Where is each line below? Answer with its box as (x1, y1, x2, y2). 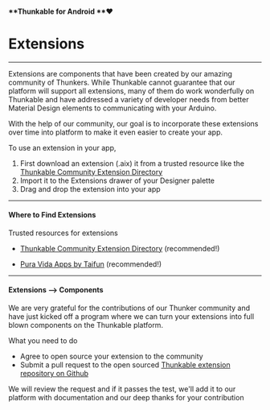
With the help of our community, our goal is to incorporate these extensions (8, 118, 259, 128)
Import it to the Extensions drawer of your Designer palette (19, 176, 215, 185)
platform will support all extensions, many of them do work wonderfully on (8, 85, 255, 96)
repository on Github (19, 368, 89, 378)
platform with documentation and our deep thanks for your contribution (8, 392, 244, 402)
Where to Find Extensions (8, 210, 96, 220)
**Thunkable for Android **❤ (8, 6, 114, 16)
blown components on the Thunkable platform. (8, 320, 163, 329)
